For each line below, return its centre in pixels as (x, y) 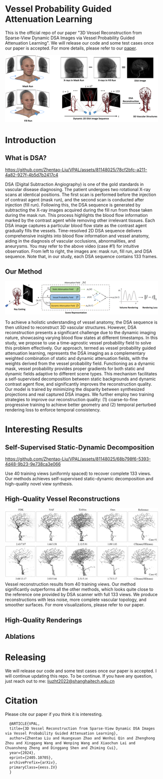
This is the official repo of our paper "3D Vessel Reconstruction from (73, 32)
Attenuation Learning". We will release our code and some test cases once (79, 43)
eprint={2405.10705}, (31, 758)
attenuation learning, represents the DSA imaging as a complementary (75, 353)
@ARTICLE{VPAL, (25, 724)
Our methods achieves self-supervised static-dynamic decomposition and (79, 478)
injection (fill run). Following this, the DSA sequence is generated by (73, 205)
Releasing (25, 657)
